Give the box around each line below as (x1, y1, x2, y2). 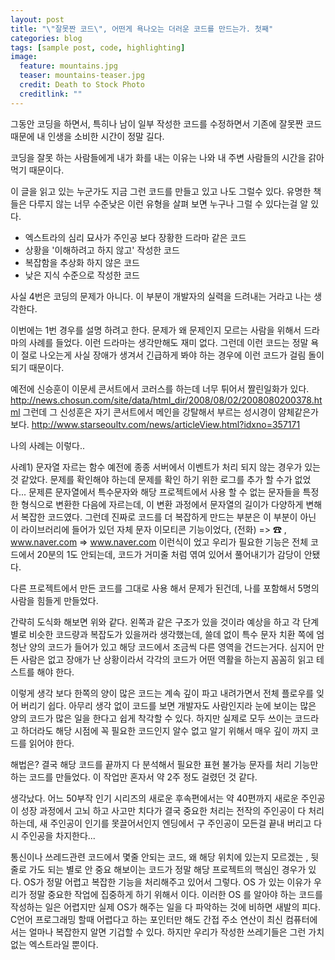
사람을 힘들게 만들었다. (10, 594, 99, 606)
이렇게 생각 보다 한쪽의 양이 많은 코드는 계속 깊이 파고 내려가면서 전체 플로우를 (10, 687, 315, 699)
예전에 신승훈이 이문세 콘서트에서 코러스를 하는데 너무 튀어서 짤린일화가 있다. (10, 382, 310, 395)
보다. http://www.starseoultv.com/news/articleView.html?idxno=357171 (10, 418, 301, 430)
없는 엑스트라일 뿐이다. (10, 938, 99, 950)
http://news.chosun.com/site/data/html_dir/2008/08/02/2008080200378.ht (10, 394, 323, 406)
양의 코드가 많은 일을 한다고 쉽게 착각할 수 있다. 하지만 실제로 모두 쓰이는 (10, 712, 293, 724)
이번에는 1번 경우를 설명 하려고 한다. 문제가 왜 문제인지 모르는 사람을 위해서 (10, 324, 302, 336)
